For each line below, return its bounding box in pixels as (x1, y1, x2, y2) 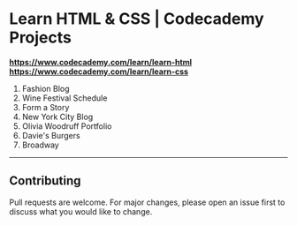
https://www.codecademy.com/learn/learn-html (9, 56, 193, 67)
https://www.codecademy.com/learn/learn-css (9, 66, 188, 77)
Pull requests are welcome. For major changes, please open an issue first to (9, 197, 286, 207)
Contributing (9, 173, 81, 189)
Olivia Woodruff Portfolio (21, 120, 112, 132)
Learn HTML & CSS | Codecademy (9, 9, 264, 29)
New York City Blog (21, 111, 94, 122)
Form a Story (21, 102, 70, 112)
